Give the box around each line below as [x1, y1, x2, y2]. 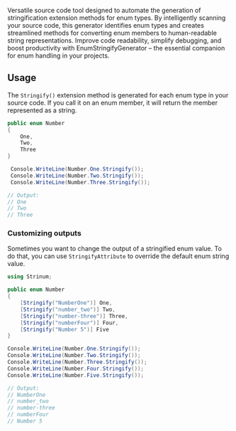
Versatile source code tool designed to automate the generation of [7, 6, 201, 14]
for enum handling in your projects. [7, 51, 110, 60]
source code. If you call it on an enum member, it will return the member [7, 98, 218, 107]
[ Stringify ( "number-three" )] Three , [20, 312, 129, 319]
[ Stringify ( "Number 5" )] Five [20, 326, 110, 333]
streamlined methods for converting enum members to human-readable [7, 28, 218, 37]
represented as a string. [7, 106, 77, 115]
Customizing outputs [7, 228, 82, 238]
